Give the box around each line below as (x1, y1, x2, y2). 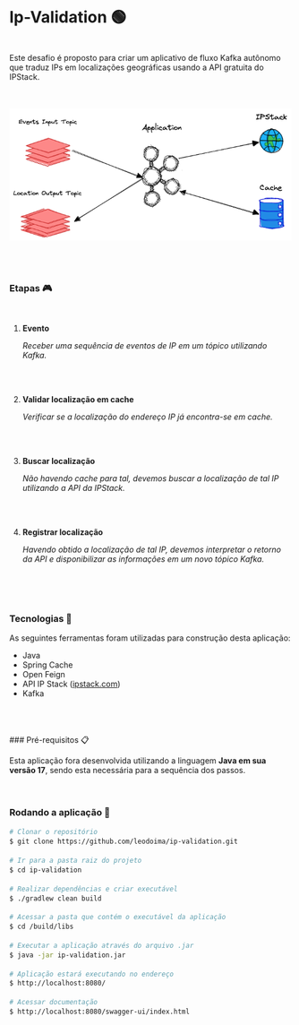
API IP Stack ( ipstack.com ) (21, 678, 121, 690)
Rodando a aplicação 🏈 (9, 806, 111, 819)
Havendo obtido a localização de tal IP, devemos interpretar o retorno (21, 544, 282, 555)
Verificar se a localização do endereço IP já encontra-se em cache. (21, 411, 273, 422)
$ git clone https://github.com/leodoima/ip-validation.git (9, 837, 239, 847)
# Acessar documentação (9, 998, 98, 1007)
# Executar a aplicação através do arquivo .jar (9, 941, 194, 950)
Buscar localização (21, 455, 96, 466)
